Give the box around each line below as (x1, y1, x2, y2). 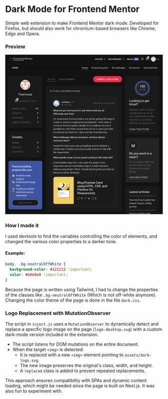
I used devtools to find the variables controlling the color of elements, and (5, 233, 157, 239)
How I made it (5, 222, 39, 229)
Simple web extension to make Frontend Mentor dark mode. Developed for (5, 20, 159, 26)
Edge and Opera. (5, 30, 40, 36)
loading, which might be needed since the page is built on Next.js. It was (5, 383, 155, 389)
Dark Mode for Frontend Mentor (5, 3, 140, 15)
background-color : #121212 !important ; (9, 267, 93, 272)
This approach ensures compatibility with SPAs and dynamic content (5, 378, 147, 383)
